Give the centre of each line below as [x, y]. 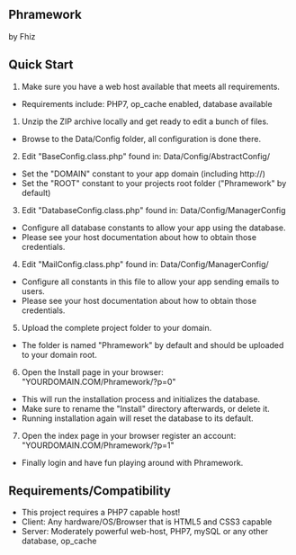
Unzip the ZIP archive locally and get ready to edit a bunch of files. [145, 121]
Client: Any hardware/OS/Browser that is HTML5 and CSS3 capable [147, 522]
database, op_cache [59, 541]
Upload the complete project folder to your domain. [117, 327]
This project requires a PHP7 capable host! [101, 513]
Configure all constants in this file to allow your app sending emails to [150, 282]
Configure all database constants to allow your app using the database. [153, 228]
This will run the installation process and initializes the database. [141, 398]
